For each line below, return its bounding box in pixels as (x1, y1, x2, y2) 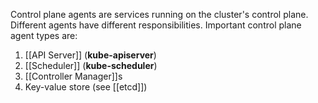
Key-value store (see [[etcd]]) (24, 81, 148, 93)
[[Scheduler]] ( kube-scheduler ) (24, 60, 158, 71)
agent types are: (10, 30, 78, 41)
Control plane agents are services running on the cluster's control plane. (10, 9, 309, 20)
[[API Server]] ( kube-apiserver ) (24, 49, 157, 61)
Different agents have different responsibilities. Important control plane (10, 19, 302, 31)
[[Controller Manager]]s (24, 70, 123, 82)
